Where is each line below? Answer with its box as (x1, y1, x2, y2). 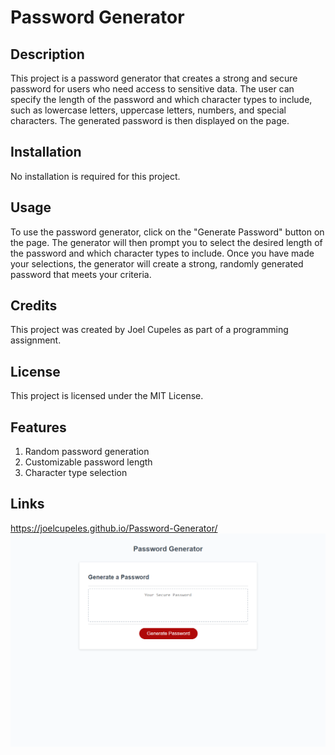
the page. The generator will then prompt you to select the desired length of (10, 236, 323, 248)
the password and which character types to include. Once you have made (10, 247, 315, 259)
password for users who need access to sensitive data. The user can (10, 83, 295, 95)
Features (10, 419, 67, 436)
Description (10, 46, 85, 63)
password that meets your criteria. (10, 268, 152, 280)
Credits (10, 297, 58, 315)
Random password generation (24, 446, 150, 458)
